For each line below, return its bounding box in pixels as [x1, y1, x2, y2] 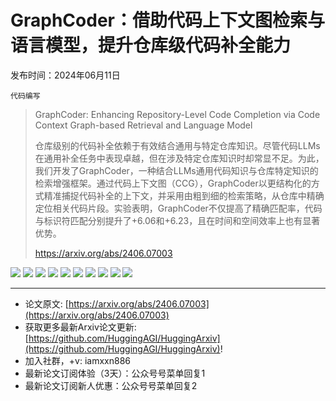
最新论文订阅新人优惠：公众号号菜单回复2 [24, 379, 198, 391]
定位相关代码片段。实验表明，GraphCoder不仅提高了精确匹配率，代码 [34, 202, 323, 214]
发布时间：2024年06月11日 [10, 69, 121, 81]
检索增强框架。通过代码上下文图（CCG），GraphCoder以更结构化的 [34, 177, 312, 189]
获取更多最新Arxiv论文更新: [24, 321, 137, 333]
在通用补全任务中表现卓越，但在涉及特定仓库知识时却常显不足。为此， [34, 152, 325, 164]
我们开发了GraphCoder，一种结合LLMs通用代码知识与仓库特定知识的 [34, 164, 319, 176]
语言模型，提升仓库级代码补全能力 [10, 34, 292, 57]
